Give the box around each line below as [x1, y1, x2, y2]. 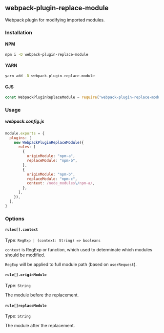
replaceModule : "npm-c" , [26, 176, 78, 181]
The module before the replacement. [5, 292, 79, 298]
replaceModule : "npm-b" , [26, 158, 78, 163]
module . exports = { [5, 131, 45, 136]
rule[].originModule [5, 272, 47, 278]
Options [5, 215, 24, 222]
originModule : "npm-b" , [26, 172, 76, 177]
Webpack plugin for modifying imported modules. [5, 17, 105, 22]
